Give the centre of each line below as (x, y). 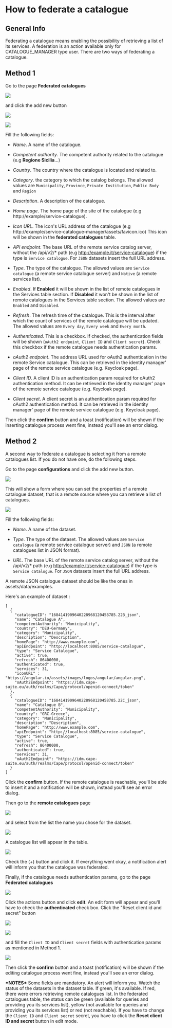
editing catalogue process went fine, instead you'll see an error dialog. (80, 972)
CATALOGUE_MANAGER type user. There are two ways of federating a (80, 52)
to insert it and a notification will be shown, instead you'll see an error (79, 787)
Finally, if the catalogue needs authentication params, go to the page (78, 877)
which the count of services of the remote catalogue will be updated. (86, 320)
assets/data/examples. (29, 586)
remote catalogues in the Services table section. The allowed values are (89, 300)
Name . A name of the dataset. (44, 529)
